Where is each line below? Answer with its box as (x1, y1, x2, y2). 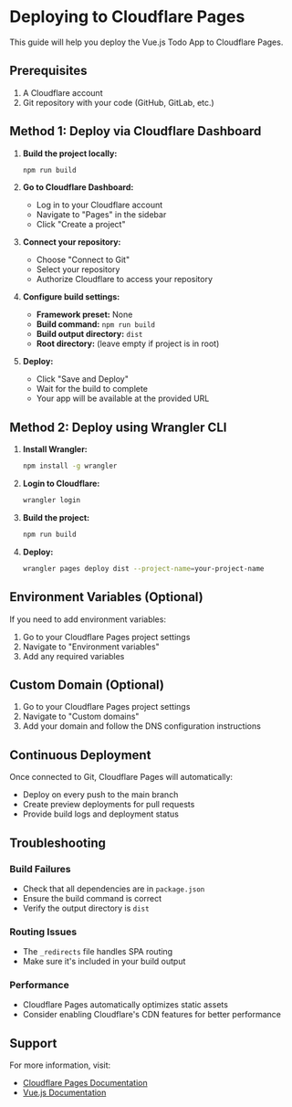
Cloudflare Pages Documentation (22, 1078, 148, 1089)
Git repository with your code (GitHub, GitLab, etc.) (22, 97, 214, 108)
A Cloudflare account (22, 87, 103, 98)
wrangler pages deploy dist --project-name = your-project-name (22, 564, 265, 573)
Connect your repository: (22, 237, 121, 248)
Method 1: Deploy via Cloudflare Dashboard (9, 123, 262, 139)
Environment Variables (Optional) (9, 589, 203, 605)
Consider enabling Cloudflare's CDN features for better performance (22, 1009, 281, 1020)
